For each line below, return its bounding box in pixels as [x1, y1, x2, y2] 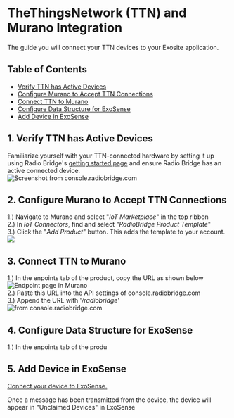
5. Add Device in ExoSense [7, 363, 126, 375]
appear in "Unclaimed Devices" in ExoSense [7, 403, 136, 411]
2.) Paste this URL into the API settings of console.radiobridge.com [7, 289, 201, 297]
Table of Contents [7, 63, 88, 75]
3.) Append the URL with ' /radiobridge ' [7, 296, 120, 305]
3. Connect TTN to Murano [7, 255, 126, 267]
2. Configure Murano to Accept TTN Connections [7, 194, 227, 205]
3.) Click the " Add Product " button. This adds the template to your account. [7, 227, 226, 236]
